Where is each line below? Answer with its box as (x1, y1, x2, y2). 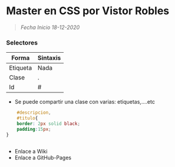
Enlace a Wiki (14, 147, 48, 155)
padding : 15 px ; (16, 126, 51, 132)
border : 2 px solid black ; (16, 120, 81, 127)
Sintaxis (37, 54, 61, 62)
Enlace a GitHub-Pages (14, 154, 72, 161)
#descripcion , (16, 110, 51, 116)
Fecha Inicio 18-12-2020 (20, 24, 80, 31)
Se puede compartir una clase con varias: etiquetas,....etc (14, 98, 155, 105)
